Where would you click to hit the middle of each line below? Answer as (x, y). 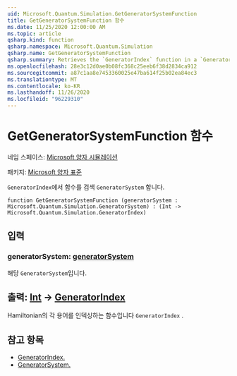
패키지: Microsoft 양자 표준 (45, 172)
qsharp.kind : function (41, 40)
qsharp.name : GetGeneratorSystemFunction (69, 54)
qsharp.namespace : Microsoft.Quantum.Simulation (80, 47)
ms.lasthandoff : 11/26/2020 (49, 92)
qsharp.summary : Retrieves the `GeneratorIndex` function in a (102, 60)
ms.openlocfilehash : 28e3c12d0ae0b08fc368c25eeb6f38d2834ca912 (102, 66)
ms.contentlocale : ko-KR (44, 86)
